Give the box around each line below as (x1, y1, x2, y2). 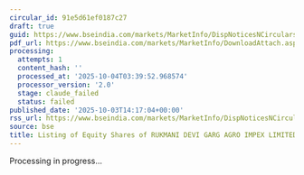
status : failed (17, 97, 75, 106)
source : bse (9, 123, 54, 132)
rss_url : (9, 114, 43, 123)
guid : (9, 30, 30, 39)
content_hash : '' (17, 64, 83, 73)
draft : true (9, 22, 54, 31)
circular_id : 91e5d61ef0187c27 (9, 13, 128, 23)
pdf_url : (9, 38, 43, 48)
